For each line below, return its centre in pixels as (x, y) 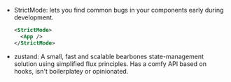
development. (34, 17)
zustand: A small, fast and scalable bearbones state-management (109, 56)
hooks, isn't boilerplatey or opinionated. (71, 71)
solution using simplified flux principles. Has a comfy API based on (110, 64)
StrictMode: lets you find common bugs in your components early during (119, 10)
